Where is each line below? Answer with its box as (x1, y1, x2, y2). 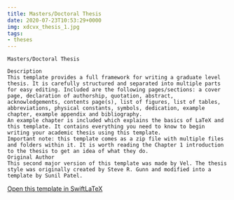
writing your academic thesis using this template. (7, 129, 161, 137)
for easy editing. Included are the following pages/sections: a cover (7, 86, 221, 93)
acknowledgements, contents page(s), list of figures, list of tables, (7, 99, 221, 106)
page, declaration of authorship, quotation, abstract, (7, 93, 174, 100)
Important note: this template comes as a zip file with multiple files (7, 135, 224, 142)
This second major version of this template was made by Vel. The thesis (7, 160, 228, 167)
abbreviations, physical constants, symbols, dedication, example (7, 105, 205, 112)
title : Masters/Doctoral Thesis (7, 10, 102, 18)
